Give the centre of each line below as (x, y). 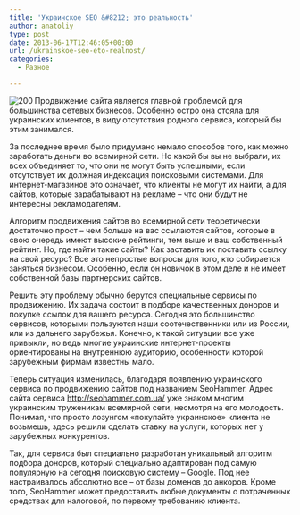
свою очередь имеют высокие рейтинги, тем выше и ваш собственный (146, 240)
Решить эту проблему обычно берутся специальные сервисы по (133, 295)
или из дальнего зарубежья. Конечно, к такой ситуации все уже (132, 333)
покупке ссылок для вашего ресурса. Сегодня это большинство (133, 314)
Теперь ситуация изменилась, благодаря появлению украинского (136, 379)
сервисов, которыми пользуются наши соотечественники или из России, (150, 324)
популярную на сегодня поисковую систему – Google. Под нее (129, 472)
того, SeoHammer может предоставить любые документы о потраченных (150, 491)
